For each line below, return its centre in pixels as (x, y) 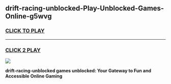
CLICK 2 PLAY (23, 50)
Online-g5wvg (28, 17)
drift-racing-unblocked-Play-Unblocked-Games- (85, 8)
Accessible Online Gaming (34, 76)
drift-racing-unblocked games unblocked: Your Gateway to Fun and (78, 70)
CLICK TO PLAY (25, 31)
